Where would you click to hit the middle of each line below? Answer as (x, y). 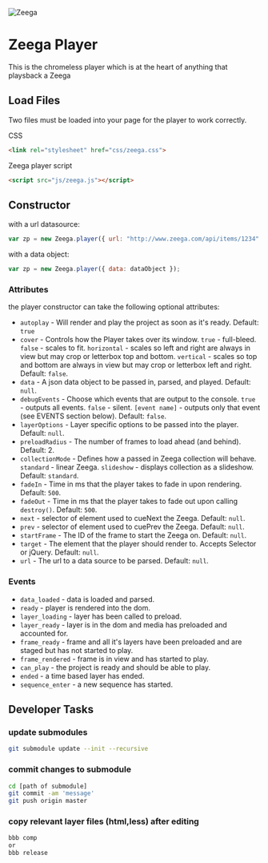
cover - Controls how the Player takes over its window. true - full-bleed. (138, 340)
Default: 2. (37, 450)
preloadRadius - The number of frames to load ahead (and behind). (130, 442)
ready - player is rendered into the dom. (85, 607)
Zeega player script (40, 165)
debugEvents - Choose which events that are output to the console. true (138, 399)
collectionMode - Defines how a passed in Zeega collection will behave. (138, 459)
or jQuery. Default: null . (59, 552)
